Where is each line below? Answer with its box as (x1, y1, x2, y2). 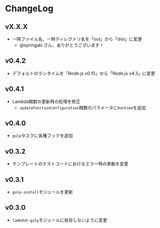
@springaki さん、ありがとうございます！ (19, 42, 104, 48)
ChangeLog (5, 3, 53, 14)
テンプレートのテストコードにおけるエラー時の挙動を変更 (12, 161, 129, 167)
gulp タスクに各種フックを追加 (12, 133, 73, 139)
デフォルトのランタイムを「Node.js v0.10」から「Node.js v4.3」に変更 (12, 70, 156, 76)
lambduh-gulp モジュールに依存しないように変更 (12, 217, 107, 223)
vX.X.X (5, 23, 28, 31)
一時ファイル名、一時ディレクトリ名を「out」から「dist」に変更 (12, 36, 142, 42)
